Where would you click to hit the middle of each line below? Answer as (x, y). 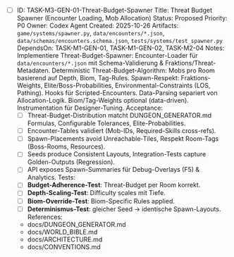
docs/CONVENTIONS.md (64, 246)
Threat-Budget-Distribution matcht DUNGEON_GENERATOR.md (119, 115)
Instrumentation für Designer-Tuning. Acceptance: (90, 108)
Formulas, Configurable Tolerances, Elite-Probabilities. (106, 123)
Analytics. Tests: (51, 177)
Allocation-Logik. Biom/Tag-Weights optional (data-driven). (103, 101)
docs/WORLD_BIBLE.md (62, 232)
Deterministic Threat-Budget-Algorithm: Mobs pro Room (134, 70)
